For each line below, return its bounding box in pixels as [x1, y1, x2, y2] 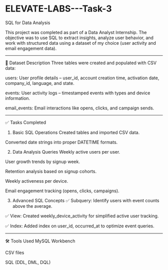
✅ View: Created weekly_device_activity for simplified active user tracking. [5, 213, 159, 219]
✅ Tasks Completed [5, 119, 46, 125]
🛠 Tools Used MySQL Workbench [5, 238, 75, 244]
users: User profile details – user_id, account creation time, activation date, [5, 75, 159, 81]
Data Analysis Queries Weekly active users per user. [12, 149, 120, 155]
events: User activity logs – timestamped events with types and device [5, 90, 150, 96]
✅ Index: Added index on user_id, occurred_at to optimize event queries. [5, 223, 154, 229]
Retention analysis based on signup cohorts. [5, 168, 96, 174]
